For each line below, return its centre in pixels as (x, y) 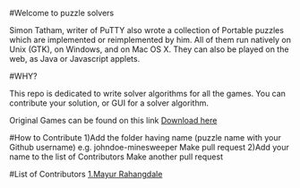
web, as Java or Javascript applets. (75, 59)
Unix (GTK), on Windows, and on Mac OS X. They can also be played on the (149, 49)
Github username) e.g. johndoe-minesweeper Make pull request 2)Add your (149, 147)
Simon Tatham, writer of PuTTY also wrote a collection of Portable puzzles (147, 30)
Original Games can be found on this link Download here (113, 120)
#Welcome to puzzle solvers (62, 13)
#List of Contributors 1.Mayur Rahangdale (86, 174)
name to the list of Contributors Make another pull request (116, 157)
